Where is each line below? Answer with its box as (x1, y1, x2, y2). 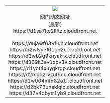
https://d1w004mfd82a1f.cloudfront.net (7, 77, 103, 84)
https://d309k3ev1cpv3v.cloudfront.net (8, 58, 102, 65)
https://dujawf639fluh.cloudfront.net (12, 40, 98, 47)
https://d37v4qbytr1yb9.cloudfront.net (9, 90, 101, 97)
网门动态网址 (40, 13, 71, 20)
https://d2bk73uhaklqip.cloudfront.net (10, 83, 101, 90)
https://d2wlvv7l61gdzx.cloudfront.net (9, 46, 101, 53)
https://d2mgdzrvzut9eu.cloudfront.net (9, 71, 101, 78)
